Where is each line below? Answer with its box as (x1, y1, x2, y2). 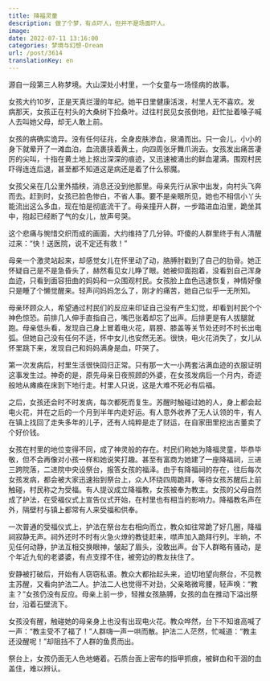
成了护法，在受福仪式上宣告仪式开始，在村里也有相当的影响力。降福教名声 (8, 494, 255, 504)
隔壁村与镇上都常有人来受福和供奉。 (22, 504, 142, 515)
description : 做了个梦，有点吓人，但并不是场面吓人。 (8, 19, 170, 27)
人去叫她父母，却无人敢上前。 (8, 117, 107, 126)
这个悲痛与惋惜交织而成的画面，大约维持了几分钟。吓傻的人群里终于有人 (8, 228, 247, 238)
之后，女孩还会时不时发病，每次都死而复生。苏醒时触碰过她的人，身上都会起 (8, 397, 262, 407)
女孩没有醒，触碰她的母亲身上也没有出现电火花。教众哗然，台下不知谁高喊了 (8, 616, 262, 626)
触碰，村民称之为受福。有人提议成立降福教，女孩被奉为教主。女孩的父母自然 (8, 484, 262, 494)
